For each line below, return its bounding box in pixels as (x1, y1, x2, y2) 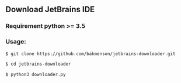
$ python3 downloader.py (5, 72, 66, 78)
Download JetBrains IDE (5, 5, 95, 15)
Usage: (5, 38, 27, 46)
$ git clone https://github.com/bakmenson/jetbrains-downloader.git (5, 50, 176, 57)
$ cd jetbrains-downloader (5, 61, 71, 67)
